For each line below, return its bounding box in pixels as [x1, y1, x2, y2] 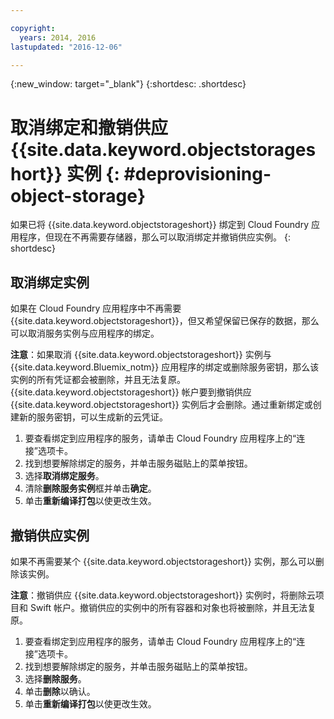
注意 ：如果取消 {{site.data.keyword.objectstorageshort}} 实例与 [10, 349, 272, 361]
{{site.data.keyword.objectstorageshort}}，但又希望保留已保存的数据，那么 [10, 315, 320, 327]
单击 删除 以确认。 [24, 685, 96, 697]
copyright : [10, 23, 56, 33]
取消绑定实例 [10, 274, 90, 291]
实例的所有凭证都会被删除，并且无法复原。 [10, 374, 186, 386]
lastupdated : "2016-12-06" [10, 42, 123, 52]
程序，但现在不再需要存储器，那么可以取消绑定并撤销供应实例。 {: [18, 231, 291, 243]
